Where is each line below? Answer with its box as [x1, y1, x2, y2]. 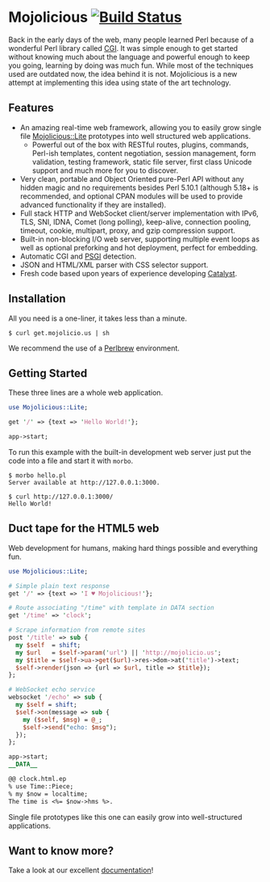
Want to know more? [8, 844, 114, 858]
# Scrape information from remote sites [8, 626, 147, 634]
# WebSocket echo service [8, 686, 95, 694]
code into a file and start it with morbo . [8, 456, 134, 465]
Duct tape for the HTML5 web [8, 522, 160, 535]
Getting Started [8, 366, 88, 380]
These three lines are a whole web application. [8, 388, 164, 397]
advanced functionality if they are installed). [19, 199, 167, 209]
